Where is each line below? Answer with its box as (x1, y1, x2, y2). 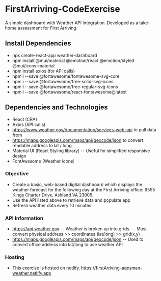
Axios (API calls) (12, 122, 46, 127)
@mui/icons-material (12, 62, 55, 68)
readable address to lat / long (12, 142, 72, 148)
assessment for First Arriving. (18, 25, 78, 31)
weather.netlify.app (12, 270, 52, 276)
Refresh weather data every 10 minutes (12, 202, 92, 208)
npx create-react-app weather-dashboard (12, 52, 97, 58)
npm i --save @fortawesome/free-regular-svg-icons (12, 84, 119, 90)
